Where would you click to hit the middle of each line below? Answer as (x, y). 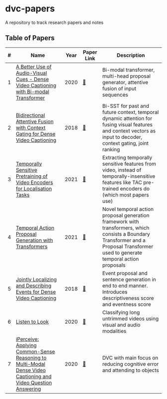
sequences (115, 95)
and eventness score (127, 304)
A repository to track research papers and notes (54, 22)
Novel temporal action (128, 209)
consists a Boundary (126, 234)
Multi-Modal (31, 364)
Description (131, 55)
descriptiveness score (128, 298)
